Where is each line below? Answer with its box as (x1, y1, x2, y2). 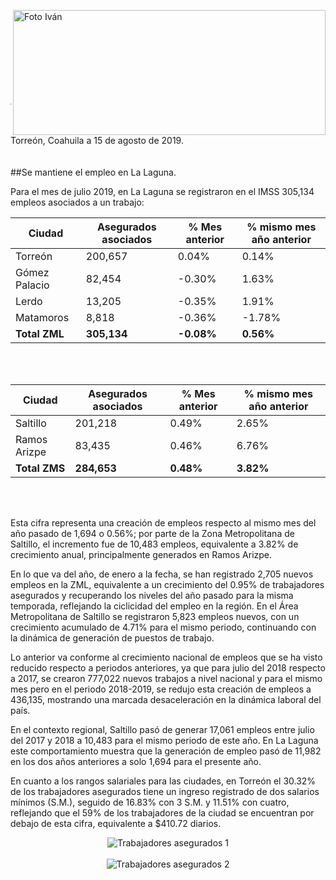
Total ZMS (15, 461, 66, 475)
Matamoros (15, 311, 70, 324)
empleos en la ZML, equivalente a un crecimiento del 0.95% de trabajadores (10, 579, 325, 590)
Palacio (15, 278, 50, 292)
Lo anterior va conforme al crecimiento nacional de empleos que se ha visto (10, 651, 323, 663)
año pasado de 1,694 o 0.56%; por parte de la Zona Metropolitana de (10, 528, 295, 539)
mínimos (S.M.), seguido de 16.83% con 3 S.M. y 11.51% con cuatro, (10, 796, 290, 808)
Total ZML (15, 327, 65, 340)
